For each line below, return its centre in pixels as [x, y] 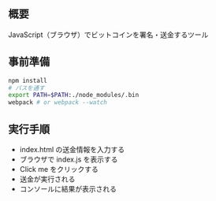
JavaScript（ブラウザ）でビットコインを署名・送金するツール [108, 35]
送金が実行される [47, 179]
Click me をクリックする [59, 169]
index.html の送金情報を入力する [72, 149]
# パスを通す [26, 88]
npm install [28, 80]
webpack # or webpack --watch [58, 102]
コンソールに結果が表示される [68, 188]
